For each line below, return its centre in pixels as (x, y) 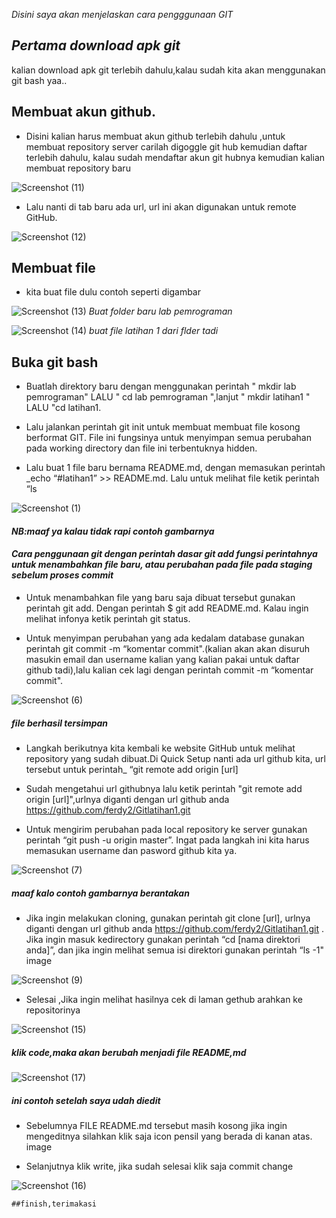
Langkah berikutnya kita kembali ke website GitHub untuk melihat (160, 748)
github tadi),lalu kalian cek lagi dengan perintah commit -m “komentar (169, 670)
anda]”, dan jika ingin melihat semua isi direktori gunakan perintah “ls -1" (175, 950)
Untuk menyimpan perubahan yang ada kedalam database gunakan (165, 638)
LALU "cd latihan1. (63, 408)
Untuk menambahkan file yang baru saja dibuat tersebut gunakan (160, 598)
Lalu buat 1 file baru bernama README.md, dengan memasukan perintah (175, 468)
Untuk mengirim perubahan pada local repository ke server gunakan (166, 830)
